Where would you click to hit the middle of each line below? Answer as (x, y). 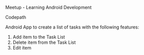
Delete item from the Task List (44, 42)
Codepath (16, 17)
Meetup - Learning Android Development (49, 7)
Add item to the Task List (39, 37)
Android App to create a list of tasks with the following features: (72, 27)
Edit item (22, 48)
